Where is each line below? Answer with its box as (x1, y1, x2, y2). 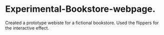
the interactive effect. (5, 25, 49, 31)
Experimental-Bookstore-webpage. (5, 3, 156, 15)
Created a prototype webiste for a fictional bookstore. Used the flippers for (5, 20, 159, 26)
